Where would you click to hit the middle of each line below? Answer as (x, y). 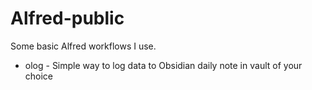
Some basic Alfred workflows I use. (83, 46)
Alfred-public (67, 18)
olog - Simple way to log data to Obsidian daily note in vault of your (163, 65)
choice (39, 76)
